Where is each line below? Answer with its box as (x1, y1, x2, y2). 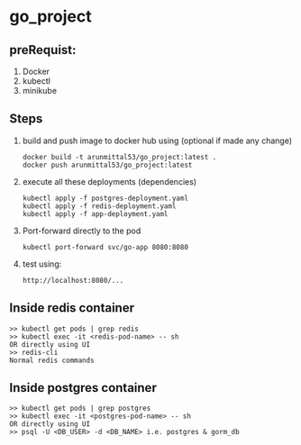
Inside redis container (9, 300, 135, 316)
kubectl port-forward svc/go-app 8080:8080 (22, 242, 189, 251)
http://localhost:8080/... (22, 276, 124, 285)
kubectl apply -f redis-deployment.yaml (22, 201, 177, 211)
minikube (22, 86, 57, 95)
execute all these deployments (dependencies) (22, 176, 196, 186)
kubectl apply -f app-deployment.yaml (22, 209, 169, 218)
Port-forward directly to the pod (22, 225, 141, 236)
